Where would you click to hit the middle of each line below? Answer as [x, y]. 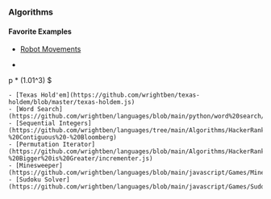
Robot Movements [50, 49]
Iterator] [79, 145]
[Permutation [38, 145]
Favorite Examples [40, 31]
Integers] [75, 123]
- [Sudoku [25, 180]
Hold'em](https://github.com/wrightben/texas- [120, 95]
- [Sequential [32, 123]
